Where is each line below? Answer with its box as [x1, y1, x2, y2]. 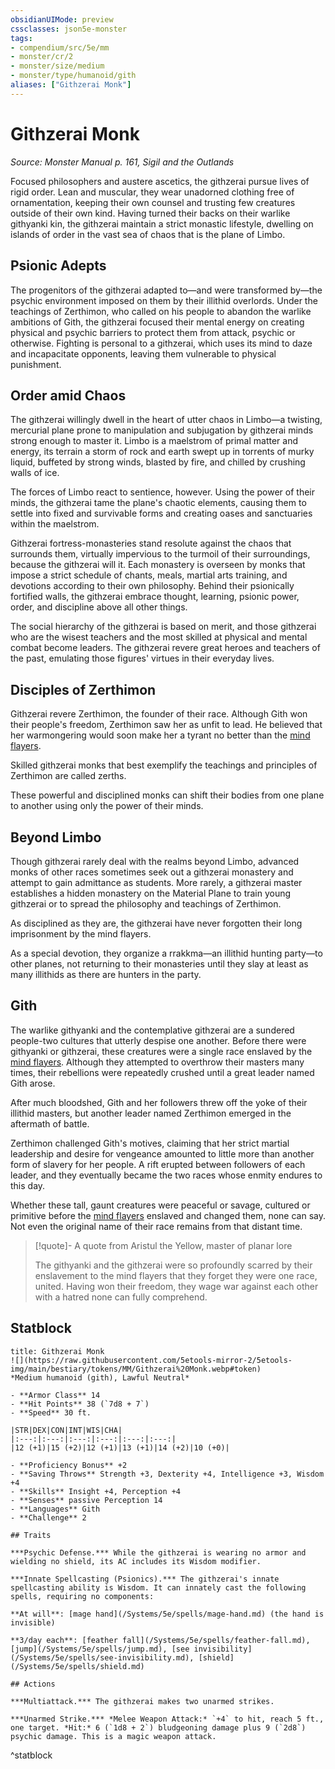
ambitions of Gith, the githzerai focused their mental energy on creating [10, 316, 305, 328]
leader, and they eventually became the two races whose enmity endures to [10, 1169, 323, 1181]
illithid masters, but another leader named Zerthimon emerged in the [10, 1107, 292, 1119]
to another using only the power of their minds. [10, 800, 204, 812]
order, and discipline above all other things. [10, 601, 188, 613]
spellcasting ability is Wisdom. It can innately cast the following [10, 1582, 307, 1593]
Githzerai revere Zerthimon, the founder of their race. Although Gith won [10, 708, 308, 720]
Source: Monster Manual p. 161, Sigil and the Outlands [10, 156, 235, 168]
